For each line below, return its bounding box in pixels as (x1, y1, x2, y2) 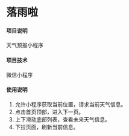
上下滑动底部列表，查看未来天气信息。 (14, 115, 110, 123)
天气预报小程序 (6, 42, 43, 49)
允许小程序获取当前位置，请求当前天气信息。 (14, 100, 127, 108)
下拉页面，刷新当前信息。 (14, 123, 79, 131)
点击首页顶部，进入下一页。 (14, 108, 84, 115)
